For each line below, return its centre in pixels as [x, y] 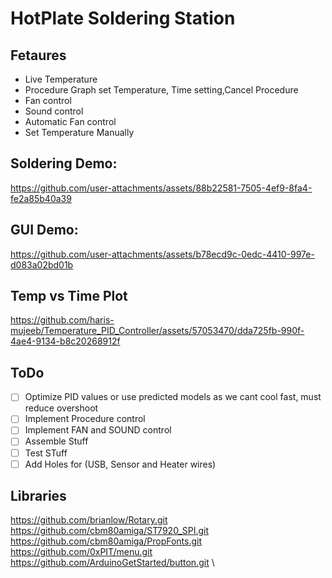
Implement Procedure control [85, 419]
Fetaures [38, 55]
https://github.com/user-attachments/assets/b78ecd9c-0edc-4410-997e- [162, 254]
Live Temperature [61, 79]
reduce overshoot [61, 408]
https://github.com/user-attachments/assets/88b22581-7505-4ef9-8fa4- [161, 188]
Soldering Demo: [64, 163]
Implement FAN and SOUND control [98, 430]
